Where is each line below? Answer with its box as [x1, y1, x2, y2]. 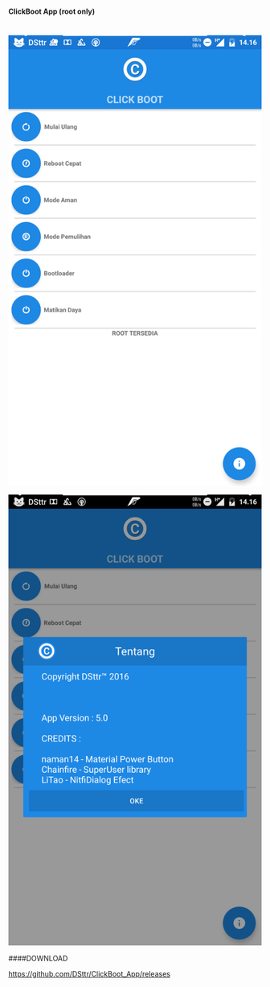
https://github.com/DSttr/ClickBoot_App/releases [8, 968, 171, 978]
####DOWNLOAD [8, 953, 68, 963]
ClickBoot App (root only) [8, 6, 96, 16]
